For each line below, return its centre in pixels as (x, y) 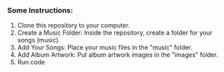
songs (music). (39, 40)
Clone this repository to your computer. (73, 26)
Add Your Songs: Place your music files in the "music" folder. (105, 48)
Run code (31, 62)
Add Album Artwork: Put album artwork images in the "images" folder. (118, 55)
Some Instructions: (40, 10)
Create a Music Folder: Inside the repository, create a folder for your (115, 33)
